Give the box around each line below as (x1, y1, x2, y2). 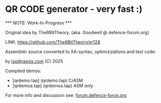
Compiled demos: (5, 68, 41, 74)
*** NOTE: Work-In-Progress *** (5, 20, 72, 26)
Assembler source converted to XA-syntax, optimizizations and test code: (5, 49, 157, 54)
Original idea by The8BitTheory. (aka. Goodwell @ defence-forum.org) (5, 29, 149, 35)
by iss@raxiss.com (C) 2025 (5, 58, 63, 64)
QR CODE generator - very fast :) (5, 3, 143, 15)
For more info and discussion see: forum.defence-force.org (5, 92, 127, 98)
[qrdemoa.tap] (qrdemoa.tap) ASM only (12, 83, 93, 89)
